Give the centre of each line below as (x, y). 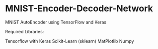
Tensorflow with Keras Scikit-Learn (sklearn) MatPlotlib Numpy (70, 41)
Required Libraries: (25, 31)
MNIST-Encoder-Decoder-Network (79, 9)
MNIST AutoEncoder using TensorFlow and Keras (56, 22)
